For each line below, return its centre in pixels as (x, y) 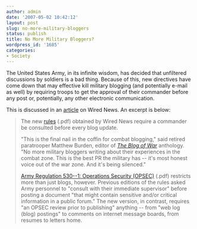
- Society (18, 56)
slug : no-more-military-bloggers (48, 28)
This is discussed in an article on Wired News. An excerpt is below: (88, 109)
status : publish (26, 34)
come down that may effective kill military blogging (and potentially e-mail (97, 85)
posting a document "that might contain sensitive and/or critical (99, 195)
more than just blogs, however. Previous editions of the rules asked (103, 182)
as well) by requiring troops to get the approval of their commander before (97, 92)
